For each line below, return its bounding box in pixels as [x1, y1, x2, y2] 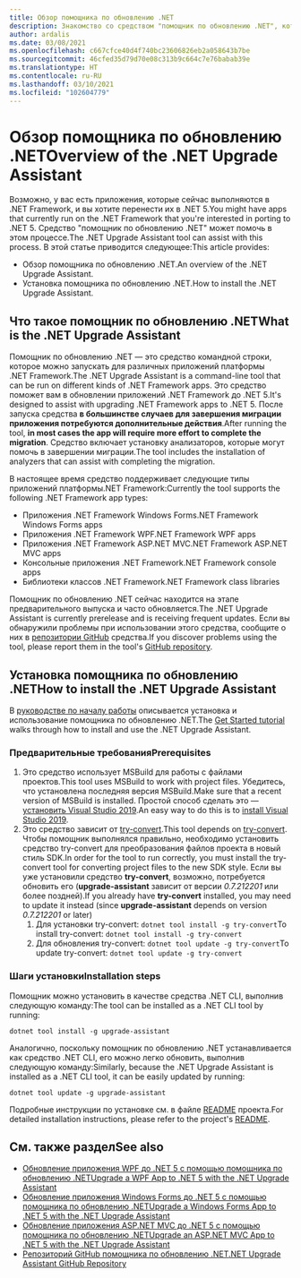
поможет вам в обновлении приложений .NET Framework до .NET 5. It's [9, 390, 282, 400]
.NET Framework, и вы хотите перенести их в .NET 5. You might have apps [9, 203, 288, 215]
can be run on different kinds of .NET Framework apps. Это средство [9, 380, 267, 390]
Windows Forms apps [21, 519, 103, 530]
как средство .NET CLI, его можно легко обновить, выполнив [9, 1051, 245, 1062]
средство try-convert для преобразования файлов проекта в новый [21, 843, 281, 853]
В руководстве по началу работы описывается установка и [9, 705, 237, 716]
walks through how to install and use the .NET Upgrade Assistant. [9, 725, 252, 735]
